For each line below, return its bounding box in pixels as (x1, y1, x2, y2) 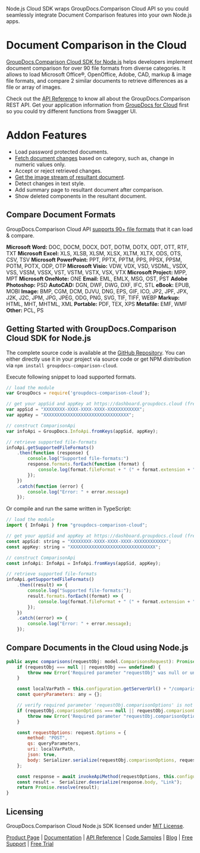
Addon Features (6, 129, 87, 142)
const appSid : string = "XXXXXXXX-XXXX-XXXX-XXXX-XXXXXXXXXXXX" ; (6, 538, 171, 544)
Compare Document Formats (6, 210, 116, 220)
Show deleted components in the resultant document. (14, 192, 147, 199)
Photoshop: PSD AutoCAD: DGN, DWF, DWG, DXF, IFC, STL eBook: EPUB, (6, 281, 190, 288)
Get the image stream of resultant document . (14, 173, 126, 180)
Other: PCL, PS (6, 307, 44, 314)
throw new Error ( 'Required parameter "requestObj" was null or (27, 670, 187, 676)
